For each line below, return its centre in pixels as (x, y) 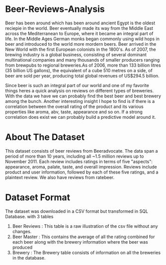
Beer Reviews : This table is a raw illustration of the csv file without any (85, 226)
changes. (22, 231)
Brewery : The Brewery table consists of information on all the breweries (86, 253)
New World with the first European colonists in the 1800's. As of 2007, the (81, 49)
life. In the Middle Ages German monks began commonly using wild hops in (83, 39)
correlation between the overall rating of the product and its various (74, 106)
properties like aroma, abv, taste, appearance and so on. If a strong (74, 112)
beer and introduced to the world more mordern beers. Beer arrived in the (81, 44)
